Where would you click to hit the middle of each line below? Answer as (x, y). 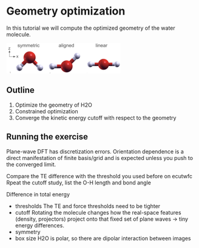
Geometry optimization (66, 11)
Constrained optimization (46, 111)
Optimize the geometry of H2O (53, 105)
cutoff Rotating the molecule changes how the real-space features (98, 212)
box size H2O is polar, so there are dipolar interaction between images (103, 238)
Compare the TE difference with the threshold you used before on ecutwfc (99, 176)
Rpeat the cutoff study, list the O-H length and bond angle (79, 183)
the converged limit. (31, 164)
